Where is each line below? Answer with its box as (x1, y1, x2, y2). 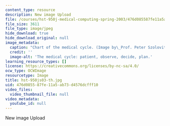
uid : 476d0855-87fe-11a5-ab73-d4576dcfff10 (5, 82, 99, 87)
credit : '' (10, 49, 33, 54)
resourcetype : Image (5, 73, 49, 78)
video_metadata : (5, 96, 39, 101)
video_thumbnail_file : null (10, 92, 69, 97)
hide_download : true (5, 31, 49, 36)
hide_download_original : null (5, 36, 69, 41)
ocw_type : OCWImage (5, 69, 47, 74)
